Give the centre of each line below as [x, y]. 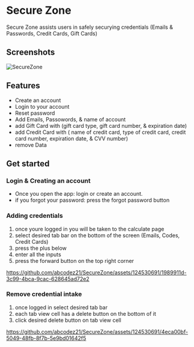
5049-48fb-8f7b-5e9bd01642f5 [46, 338]
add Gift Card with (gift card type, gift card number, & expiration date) [101, 125]
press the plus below [41, 248]
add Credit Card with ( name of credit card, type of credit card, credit [100, 132]
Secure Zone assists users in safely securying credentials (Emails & [89, 27]
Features [23, 86]
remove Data [31, 145]
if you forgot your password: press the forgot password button [92, 200]
